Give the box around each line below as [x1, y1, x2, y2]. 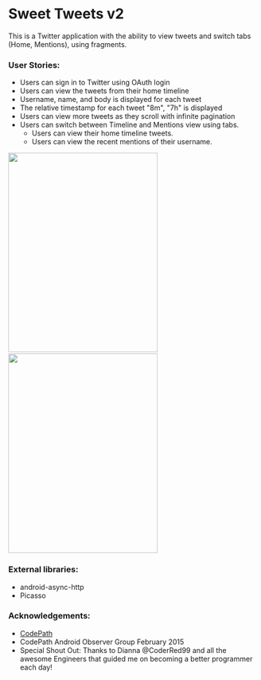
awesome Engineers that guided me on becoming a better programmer [19, 654, 253, 663]
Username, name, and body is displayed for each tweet [19, 95, 201, 104]
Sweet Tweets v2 [8, 5, 125, 23]
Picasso [19, 591, 46, 600]
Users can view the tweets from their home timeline [19, 86, 189, 96]
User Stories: [8, 59, 60, 70]
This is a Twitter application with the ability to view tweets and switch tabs [8, 31, 251, 41]
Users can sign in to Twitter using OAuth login [19, 77, 170, 88]
